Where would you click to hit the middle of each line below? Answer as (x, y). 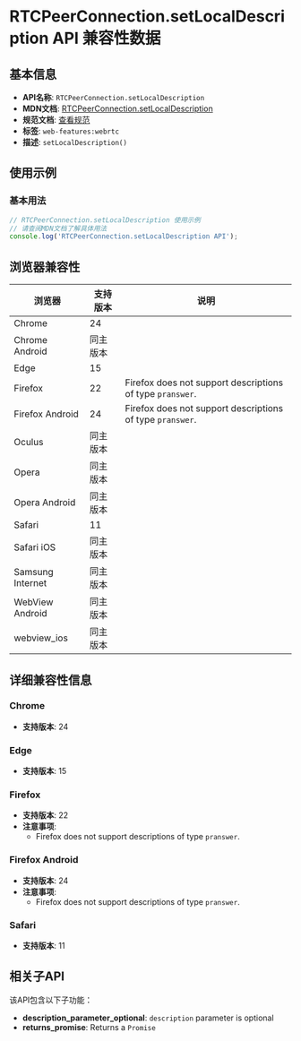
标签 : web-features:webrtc (70, 131)
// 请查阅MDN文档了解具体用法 (58, 228)
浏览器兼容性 (45, 267)
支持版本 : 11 (43, 946)
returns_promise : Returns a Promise (89, 1027)
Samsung (34, 572)
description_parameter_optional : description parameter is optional (148, 1018)
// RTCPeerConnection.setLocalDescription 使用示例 (105, 220)
